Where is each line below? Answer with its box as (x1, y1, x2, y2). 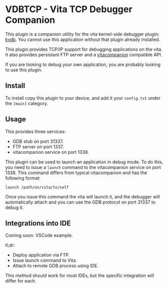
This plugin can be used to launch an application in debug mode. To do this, (5, 158, 163, 165)
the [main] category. (5, 100, 48, 106)
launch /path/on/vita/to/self (5, 185, 69, 190)
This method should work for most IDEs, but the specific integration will (5, 272, 154, 279)
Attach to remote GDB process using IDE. (12, 263, 99, 269)
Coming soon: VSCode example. (5, 232, 73, 238)
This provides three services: (5, 128, 66, 135)
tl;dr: (5, 242, 15, 249)
